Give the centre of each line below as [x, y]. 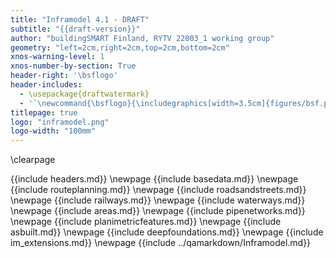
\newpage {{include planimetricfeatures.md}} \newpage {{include [146, 222]
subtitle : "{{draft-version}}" [75, 29]
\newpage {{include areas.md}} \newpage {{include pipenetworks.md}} [158, 211]
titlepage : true [44, 112]
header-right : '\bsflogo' [64, 76]
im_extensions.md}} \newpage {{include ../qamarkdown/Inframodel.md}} [161, 243]
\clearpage [33, 160]
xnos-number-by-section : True [73, 66]
